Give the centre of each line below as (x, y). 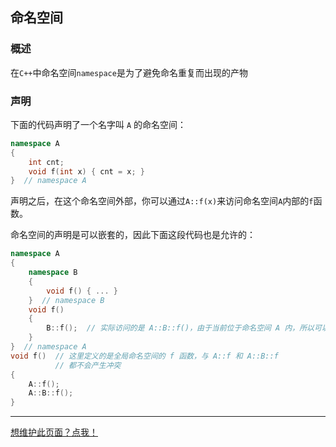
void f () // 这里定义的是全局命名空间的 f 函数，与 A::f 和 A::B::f (144, 356)
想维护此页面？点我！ (54, 432)
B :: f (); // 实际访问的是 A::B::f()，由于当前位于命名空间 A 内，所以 (180, 328)
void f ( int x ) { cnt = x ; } (86, 171)
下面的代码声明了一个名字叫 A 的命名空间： (98, 124)
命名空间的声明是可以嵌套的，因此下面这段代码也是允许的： (133, 235)
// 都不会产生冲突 (88, 365)
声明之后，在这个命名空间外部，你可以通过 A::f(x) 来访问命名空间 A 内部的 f (162, 201)
